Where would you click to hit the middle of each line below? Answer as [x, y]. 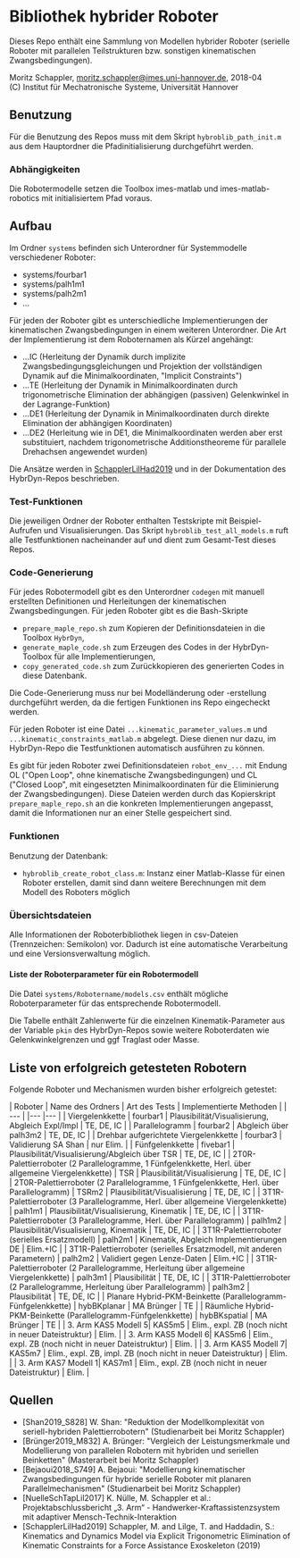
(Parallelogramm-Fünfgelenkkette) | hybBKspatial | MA [167, 1316]
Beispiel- [245, 521]
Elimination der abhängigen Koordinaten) [97, 423]
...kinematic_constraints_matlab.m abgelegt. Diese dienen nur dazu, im [143, 739]
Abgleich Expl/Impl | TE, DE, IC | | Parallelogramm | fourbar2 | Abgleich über [149, 1126]
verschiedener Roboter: [53, 257]
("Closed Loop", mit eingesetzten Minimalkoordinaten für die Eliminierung [144, 784]
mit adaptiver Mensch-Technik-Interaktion [99, 1517]
